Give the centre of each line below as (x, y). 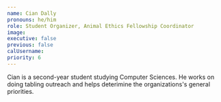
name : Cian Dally (32, 13)
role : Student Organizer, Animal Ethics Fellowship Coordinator (101, 26)
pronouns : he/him (32, 20)
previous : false (30, 45)
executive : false (32, 39)
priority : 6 (24, 58)
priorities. (21, 91)
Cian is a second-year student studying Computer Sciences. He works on (111, 77)
